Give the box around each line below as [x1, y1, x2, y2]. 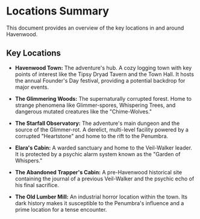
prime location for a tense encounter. [14, 206, 107, 213]
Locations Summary [6, 4, 110, 18]
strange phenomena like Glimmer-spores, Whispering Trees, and [14, 101, 176, 109]
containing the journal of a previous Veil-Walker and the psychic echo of [14, 175, 195, 182]
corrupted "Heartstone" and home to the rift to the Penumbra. [14, 132, 169, 139]
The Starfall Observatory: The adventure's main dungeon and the [14, 119, 180, 127]
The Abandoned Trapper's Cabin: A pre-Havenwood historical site [14, 168, 183, 176]
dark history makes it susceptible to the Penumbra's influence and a [14, 199, 184, 206]
